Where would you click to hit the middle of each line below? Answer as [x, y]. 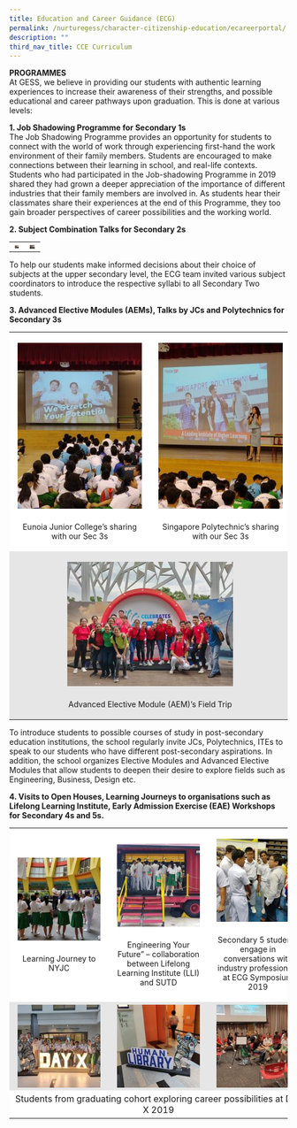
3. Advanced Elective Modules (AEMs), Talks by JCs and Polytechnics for [147, 310]
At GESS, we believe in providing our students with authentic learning [135, 82]
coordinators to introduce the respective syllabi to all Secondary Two [135, 284]
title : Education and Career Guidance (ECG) [92, 19]
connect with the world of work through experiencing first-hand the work [142, 147]
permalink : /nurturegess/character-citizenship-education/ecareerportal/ [148, 28]
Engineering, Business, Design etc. [72, 779]
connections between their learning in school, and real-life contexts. [133, 165]
